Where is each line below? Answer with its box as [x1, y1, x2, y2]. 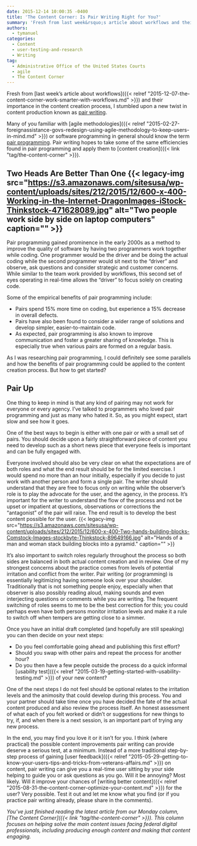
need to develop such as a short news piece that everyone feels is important [6, 441, 191, 449]
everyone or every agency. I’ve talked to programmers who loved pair [6, 405, 174, 412]
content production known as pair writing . [6, 109, 108, 116]
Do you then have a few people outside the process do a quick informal [15, 661, 188, 669]
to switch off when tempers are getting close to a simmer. [6, 614, 146, 621]
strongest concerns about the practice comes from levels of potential [6, 564, 174, 571]
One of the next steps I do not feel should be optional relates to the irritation [6, 685, 189, 692]
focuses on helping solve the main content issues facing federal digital [6, 820, 177, 827]
